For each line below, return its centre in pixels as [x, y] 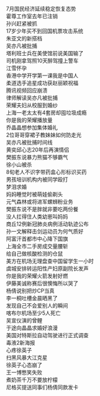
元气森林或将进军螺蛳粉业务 [40, 202]
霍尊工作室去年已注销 [32, 16]
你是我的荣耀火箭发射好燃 [37, 276]
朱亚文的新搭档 [24, 38]
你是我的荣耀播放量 [29, 120]
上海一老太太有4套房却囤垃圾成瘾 [46, 113]
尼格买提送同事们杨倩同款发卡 [42, 387]
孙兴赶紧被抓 [21, 23]
